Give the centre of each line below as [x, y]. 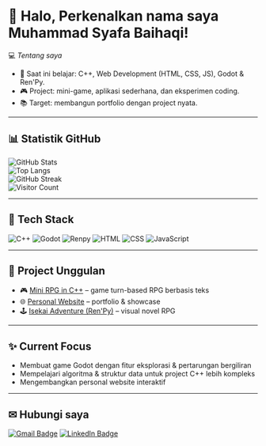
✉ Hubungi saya [49, 414]
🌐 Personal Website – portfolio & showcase [90, 302]
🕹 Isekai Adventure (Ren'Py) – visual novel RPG [97, 311]
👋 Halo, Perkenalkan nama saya [114, 16]
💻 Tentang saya [35, 55]
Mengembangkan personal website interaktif [93, 382]
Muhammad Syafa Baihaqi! [99, 33]
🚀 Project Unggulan [57, 271]
